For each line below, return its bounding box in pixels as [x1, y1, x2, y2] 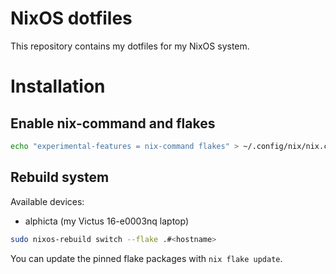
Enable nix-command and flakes [10, 115, 216, 132]
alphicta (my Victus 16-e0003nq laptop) [24, 215, 190, 227]
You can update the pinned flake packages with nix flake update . [10, 252, 283, 264]
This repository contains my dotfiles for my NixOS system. [10, 40, 250, 52]
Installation [10, 75, 106, 98]
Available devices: [10, 195, 85, 207]
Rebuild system [10, 169, 110, 186]
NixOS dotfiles [10, 7, 133, 30]
